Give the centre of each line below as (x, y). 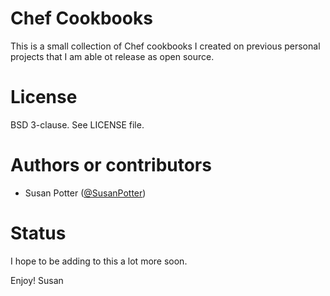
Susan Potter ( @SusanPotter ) (85, 193)
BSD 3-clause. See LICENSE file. (77, 124)
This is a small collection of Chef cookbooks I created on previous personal (165, 46)
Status (38, 233)
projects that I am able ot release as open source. (112, 56)
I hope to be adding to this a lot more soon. (99, 261)
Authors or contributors (111, 165)
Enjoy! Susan (37, 280)
